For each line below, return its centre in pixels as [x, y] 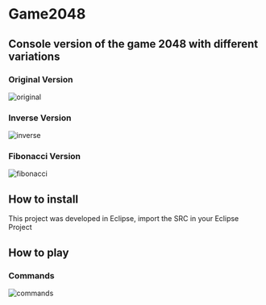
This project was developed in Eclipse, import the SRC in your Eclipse [124, 219]
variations [34, 56]
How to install [44, 199]
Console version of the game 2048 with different [133, 44]
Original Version [41, 79]
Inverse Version [40, 118]
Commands [31, 275]
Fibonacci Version [45, 157]
